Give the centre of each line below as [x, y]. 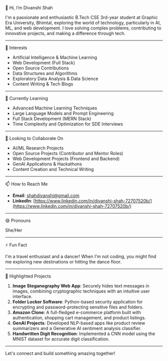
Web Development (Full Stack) [44, 63]
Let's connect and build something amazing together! [60, 353]
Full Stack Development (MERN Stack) [52, 118]
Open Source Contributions [40, 68]
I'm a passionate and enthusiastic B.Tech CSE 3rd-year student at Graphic [82, 17]
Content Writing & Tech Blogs [43, 84]
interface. [22, 296]
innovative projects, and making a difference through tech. [65, 33]
